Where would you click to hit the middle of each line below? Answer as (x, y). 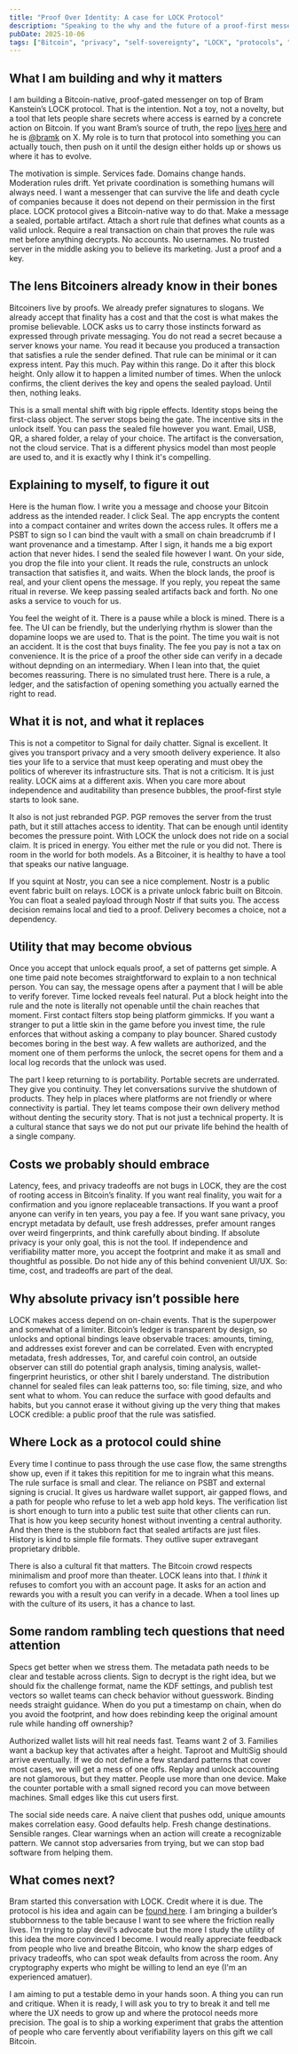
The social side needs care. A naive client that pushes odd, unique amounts (147, 1814)
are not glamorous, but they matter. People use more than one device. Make (148, 1779)
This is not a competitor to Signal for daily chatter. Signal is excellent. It (139, 743)
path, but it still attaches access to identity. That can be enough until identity (149, 826)
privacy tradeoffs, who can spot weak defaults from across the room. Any (144, 1958)
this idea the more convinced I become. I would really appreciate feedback (145, 1939)
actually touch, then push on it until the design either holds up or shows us (145, 147)
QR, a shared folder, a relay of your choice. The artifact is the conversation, (146, 438)
